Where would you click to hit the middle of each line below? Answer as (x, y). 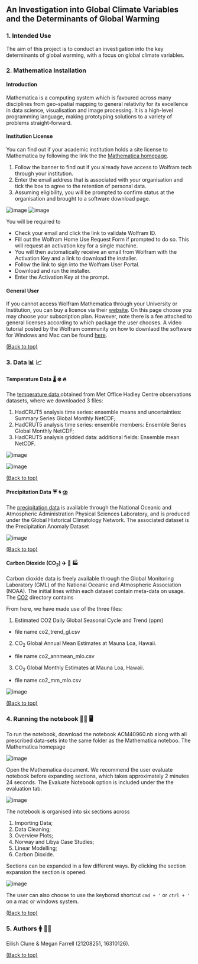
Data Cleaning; (33, 829)
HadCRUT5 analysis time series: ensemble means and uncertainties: (98, 412)
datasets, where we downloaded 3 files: (55, 401)
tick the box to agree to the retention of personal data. (80, 186)
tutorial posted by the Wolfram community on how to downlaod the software (99, 329)
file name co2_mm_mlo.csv (48, 681)
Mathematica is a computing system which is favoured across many (89, 98)
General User (23, 291)
